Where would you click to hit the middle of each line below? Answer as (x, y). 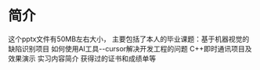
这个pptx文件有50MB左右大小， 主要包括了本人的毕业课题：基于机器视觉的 (129, 39)
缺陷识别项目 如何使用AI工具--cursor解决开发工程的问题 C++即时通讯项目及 (130, 48)
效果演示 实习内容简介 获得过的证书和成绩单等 (82, 58)
